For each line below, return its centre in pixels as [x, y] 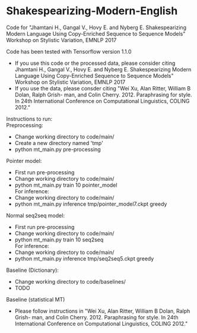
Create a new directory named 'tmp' [59, 143]
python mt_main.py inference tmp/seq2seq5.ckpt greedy [84, 258]
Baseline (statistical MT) [36, 299]
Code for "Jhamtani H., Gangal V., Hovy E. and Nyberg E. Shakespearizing [96, 27]
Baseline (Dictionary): [33, 270]
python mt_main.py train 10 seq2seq [59, 240]
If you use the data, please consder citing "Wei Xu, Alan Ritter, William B [103, 88]
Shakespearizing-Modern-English [92, 11]
